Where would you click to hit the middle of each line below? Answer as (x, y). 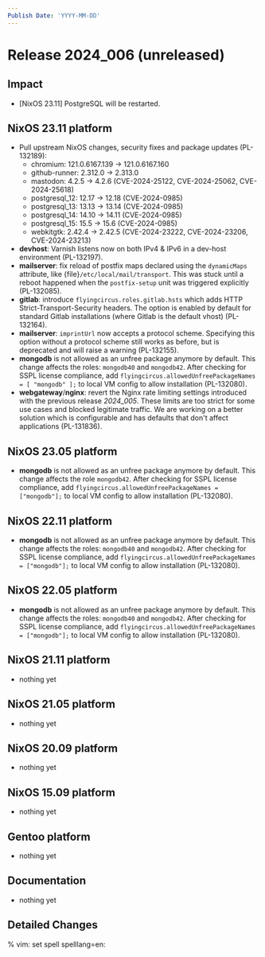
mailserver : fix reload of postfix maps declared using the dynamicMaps (133, 266)
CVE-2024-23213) (61, 240)
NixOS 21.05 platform (62, 704)
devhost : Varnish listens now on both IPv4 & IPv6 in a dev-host (123, 249)
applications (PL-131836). (60, 426)
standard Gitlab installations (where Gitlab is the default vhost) (121, 317)
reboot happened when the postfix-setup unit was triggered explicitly (134, 282)
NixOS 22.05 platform (62, 591)
